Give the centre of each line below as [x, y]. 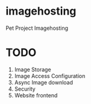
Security [25, 89]
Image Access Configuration [50, 76]
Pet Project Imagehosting [37, 28]
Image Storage [33, 69]
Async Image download [44, 82]
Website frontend [36, 95]
